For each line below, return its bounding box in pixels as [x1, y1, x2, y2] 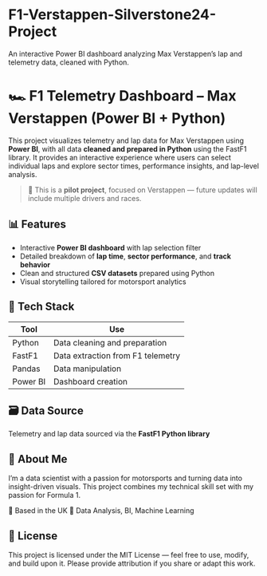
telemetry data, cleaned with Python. [8, 57, 130, 67]
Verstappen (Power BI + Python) [8, 109, 226, 128]
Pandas [12, 363, 41, 374]
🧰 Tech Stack [8, 300, 75, 314]
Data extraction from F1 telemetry [53, 349, 181, 361]
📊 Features [8, 218, 66, 231]
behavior [19, 259, 51, 269]
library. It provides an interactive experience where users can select [8, 152, 231, 162]
